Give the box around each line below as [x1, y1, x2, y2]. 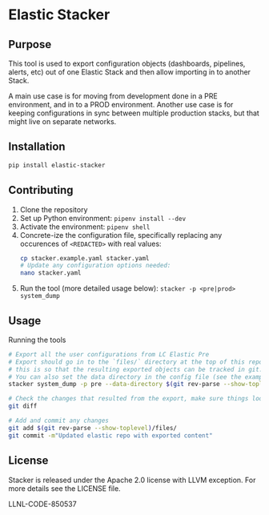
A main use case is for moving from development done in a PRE [8, 91, 218, 101]
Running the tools [8, 335, 66, 344]
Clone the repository [19, 204, 88, 214]
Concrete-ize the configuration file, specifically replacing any [19, 230, 223, 239]
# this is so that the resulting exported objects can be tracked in [8, 365, 246, 373]
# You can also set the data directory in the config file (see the [8, 372, 242, 381]
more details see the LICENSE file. [8, 483, 122, 493]
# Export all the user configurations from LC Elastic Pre [8, 350, 210, 358]
